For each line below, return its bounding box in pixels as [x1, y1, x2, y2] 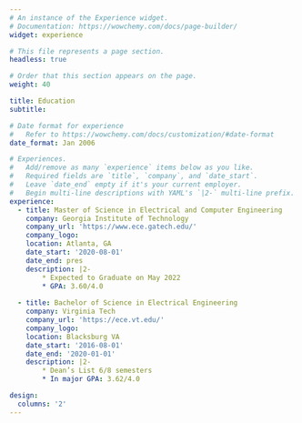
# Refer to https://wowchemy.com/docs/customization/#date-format [9, 129, 275, 139]
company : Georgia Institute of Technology [25, 214, 189, 223]
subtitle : [9, 105, 47, 114]
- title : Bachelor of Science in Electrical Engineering [17, 298, 238, 307]
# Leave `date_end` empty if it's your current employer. [9, 180, 243, 189]
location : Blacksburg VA [25, 332, 120, 341]
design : [9, 391, 39, 400]
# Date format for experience [9, 121, 125, 130]
